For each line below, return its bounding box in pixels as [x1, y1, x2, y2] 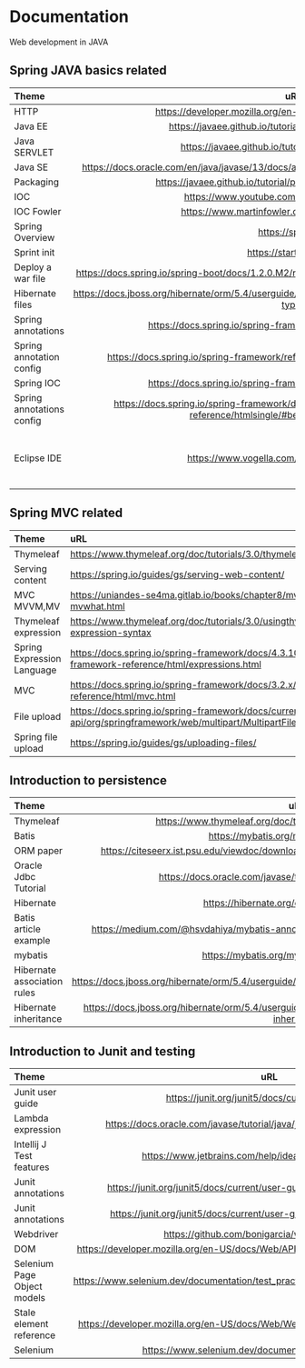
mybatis [14, 949, 48, 962]
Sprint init [14, 245, 55, 258]
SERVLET [14, 145, 54, 158]
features [14, 1161, 50, 1173]
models [14, 1292, 46, 1304]
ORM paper [14, 844, 64, 857]
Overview [14, 231, 55, 244]
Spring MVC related [9, 505, 123, 521]
